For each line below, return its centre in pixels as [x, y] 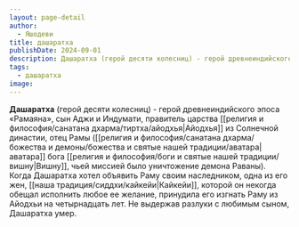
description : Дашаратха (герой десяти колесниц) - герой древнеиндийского [151, 59]
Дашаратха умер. [43, 213]
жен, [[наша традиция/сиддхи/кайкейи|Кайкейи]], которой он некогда [143, 184]
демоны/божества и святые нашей [121, 147]
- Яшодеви [35, 34]
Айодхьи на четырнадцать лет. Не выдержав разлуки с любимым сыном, [149, 203]
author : [24, 26]
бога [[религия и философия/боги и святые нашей [143, 156]
